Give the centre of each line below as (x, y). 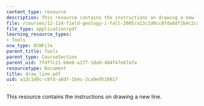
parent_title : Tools (32, 51)
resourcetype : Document (36, 68)
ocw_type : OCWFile (29, 46)
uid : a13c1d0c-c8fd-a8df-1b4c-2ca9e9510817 (62, 79)
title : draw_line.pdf (34, 74)
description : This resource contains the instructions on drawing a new (100, 18)
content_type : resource (36, 12)
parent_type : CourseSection (42, 57)
